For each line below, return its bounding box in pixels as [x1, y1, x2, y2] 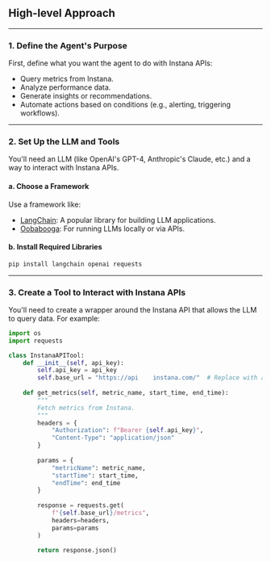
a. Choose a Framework [8, 182, 90, 191]
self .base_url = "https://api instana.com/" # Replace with [37, 374, 258, 382]
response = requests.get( [37, 501, 125, 510]
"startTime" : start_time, [51, 472, 139, 480]
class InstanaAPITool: [8, 351, 85, 359]
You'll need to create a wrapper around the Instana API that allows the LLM [8, 304, 257, 314]
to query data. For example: [8, 313, 101, 323]
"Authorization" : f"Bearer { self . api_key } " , [51, 426, 204, 434]
